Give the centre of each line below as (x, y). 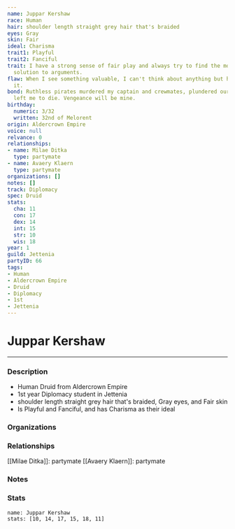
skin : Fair (23, 40)
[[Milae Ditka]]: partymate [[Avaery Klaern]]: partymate (86, 461)
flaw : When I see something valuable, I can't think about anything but (115, 79)
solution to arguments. (48, 72)
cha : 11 (25, 209)
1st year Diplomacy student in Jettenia (72, 394)
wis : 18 (25, 241)
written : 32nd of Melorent (53, 118)
